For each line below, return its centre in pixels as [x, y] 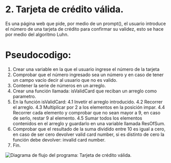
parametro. [24, 96]
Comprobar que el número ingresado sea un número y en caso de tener [88, 75]
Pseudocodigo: [38, 55]
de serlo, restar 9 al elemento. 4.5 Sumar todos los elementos [77, 118]
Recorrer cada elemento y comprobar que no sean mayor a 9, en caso [87, 112]
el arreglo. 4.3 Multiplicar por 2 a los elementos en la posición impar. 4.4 [89, 107]
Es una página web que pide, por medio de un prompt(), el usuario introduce [86, 24]
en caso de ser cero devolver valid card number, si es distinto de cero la [89, 134]
